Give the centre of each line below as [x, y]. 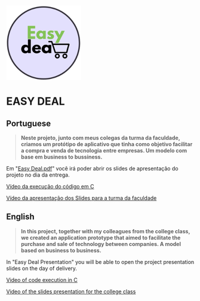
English [20, 217]
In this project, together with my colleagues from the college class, [105, 231]
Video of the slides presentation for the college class [71, 291]
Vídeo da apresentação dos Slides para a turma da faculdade [81, 198]
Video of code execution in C [42, 279]
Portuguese [29, 124]
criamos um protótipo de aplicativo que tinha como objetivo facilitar [107, 144]
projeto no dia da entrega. [38, 175]
